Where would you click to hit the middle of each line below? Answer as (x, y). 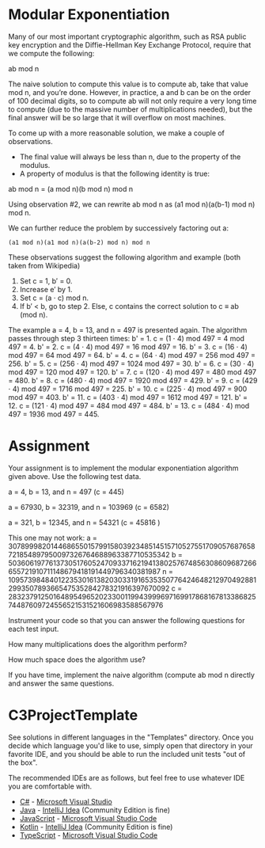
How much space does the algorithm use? (77, 660)
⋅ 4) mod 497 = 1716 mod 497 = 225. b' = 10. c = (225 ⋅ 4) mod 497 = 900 (128, 389)
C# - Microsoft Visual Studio (66, 801)
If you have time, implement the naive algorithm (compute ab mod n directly (132, 675)
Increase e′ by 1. (46, 289)
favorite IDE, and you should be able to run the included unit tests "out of (127, 754)
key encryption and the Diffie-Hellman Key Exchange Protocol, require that (130, 44)
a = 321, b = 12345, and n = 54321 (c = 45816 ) (84, 522)
